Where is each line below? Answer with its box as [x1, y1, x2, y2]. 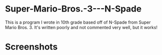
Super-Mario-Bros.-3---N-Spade [5, 3, 142, 14]
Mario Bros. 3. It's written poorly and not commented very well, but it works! [5, 24, 158, 30]
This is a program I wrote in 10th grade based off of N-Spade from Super [5, 19, 151, 25]
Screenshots [5, 41, 58, 53]
